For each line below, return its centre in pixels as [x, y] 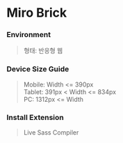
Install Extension [35, 117]
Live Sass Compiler [51, 133]
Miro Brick [37, 13]
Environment [29, 35]
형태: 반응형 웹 [43, 51]
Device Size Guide [38, 69]
